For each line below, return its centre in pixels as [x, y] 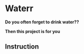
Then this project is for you [33, 31]
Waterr [19, 9]
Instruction [22, 47]
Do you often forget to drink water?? [42, 22]
